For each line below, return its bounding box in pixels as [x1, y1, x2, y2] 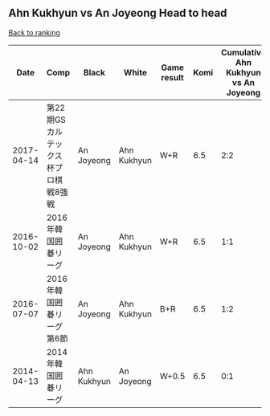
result [161, 71, 185, 83]
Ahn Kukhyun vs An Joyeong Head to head [8, 6, 227, 20]
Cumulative [220, 47, 267, 58]
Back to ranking [8, 27, 60, 37]
